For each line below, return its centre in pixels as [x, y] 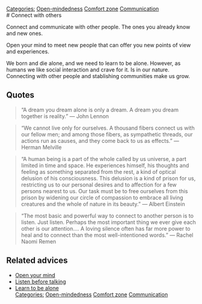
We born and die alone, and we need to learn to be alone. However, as [93, 63]
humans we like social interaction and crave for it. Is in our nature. [88, 70]
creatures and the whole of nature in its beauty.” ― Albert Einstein [103, 204]
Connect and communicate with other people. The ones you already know [98, 27]
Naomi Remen [38, 241]
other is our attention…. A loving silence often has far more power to [106, 228]
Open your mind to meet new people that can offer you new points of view [99, 45]
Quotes [21, 95]
